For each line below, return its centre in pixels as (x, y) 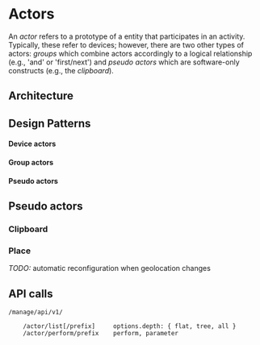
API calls (31, 294)
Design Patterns (50, 123)
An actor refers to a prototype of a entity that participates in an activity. (127, 36)
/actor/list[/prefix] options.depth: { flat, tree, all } (130, 326)
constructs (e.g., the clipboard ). (61, 70)
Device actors (32, 144)
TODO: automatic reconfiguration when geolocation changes (110, 268)
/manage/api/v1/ (36, 312)
